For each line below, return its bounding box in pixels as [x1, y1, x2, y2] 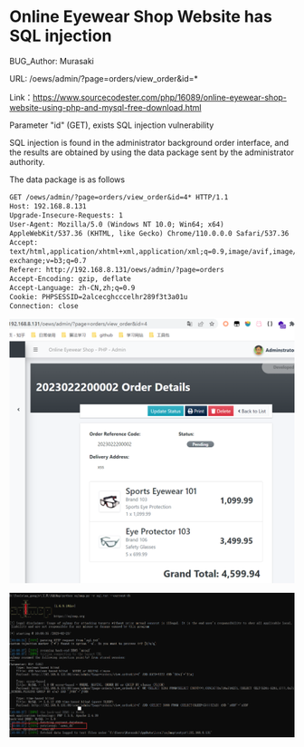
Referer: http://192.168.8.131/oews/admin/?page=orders [9, 265, 224, 274]
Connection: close [9, 301, 79, 310]
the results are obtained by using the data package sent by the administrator [9, 147, 294, 158]
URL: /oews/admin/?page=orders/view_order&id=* [9, 73, 199, 83]
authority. [9, 156, 45, 167]
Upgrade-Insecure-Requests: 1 [9, 210, 124, 219]
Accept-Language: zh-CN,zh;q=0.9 [9, 283, 136, 292]
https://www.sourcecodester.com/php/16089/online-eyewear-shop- [33, 92, 288, 102]
